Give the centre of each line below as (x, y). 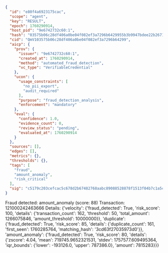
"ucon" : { (24, 77)
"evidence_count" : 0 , (41, 123)
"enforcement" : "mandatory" (48, 105)
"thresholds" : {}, (29, 160)
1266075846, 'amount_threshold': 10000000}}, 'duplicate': (65, 218)
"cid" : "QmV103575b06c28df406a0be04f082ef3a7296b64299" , (70, 40)
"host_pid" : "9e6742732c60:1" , (42, 30)
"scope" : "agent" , (29, 16)
